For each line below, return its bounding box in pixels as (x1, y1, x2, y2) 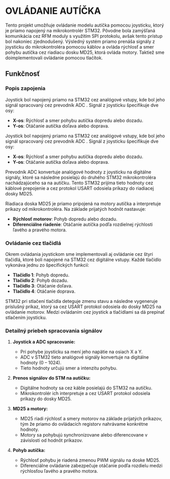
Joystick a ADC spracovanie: (12, 339, 75, 345)
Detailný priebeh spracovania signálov (5, 327, 103, 334)
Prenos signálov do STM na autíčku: (12, 375, 91, 381)
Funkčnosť (5, 70, 40, 78)
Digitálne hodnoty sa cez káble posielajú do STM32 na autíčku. (20, 385, 153, 391)
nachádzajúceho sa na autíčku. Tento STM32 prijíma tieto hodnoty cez (5, 180, 154, 186)
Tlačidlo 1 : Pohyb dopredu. (12, 272, 70, 278)
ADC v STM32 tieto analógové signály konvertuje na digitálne (20, 354, 149, 360)
